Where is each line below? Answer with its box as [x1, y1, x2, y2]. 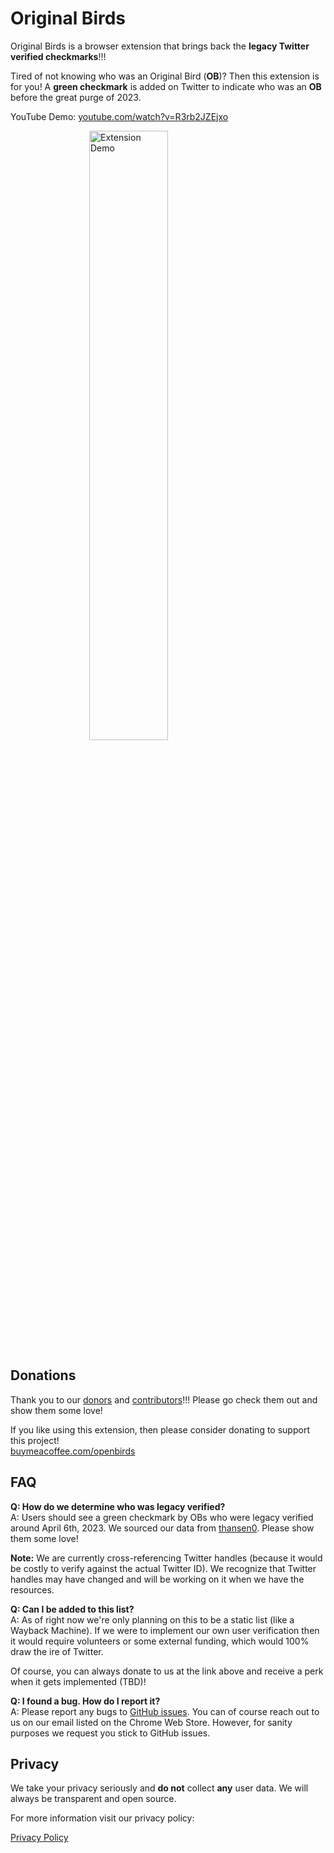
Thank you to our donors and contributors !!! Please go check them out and [10, 1393, 318, 1406]
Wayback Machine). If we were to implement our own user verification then [10, 1624, 320, 1636]
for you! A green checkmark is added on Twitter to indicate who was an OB [10, 80, 322, 92]
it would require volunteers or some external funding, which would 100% [10, 1635, 310, 1647]
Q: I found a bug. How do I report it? [10, 1695, 161, 1707]
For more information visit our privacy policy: [10, 1812, 195, 1824]
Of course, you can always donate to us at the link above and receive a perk [10, 1665, 324, 1677]
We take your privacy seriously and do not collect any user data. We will [10, 1782, 309, 1794]
